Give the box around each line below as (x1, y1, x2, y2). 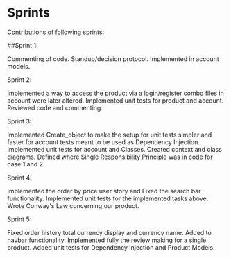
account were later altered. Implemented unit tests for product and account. (7, 96, 224, 105)
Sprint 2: (7, 75, 32, 84)
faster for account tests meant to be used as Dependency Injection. (7, 137, 200, 146)
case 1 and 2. (7, 160, 45, 168)
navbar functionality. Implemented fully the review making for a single (7, 236, 207, 244)
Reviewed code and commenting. (7, 103, 103, 112)
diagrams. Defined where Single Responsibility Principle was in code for (7, 153, 213, 161)
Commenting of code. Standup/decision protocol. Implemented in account (7, 54, 220, 63)
